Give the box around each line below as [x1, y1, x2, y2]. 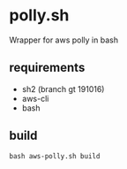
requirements [9, 60, 86, 75]
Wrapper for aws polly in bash [9, 35, 119, 45]
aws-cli [21, 93, 49, 104]
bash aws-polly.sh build [9, 151, 101, 160]
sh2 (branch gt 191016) [21, 83, 105, 94]
